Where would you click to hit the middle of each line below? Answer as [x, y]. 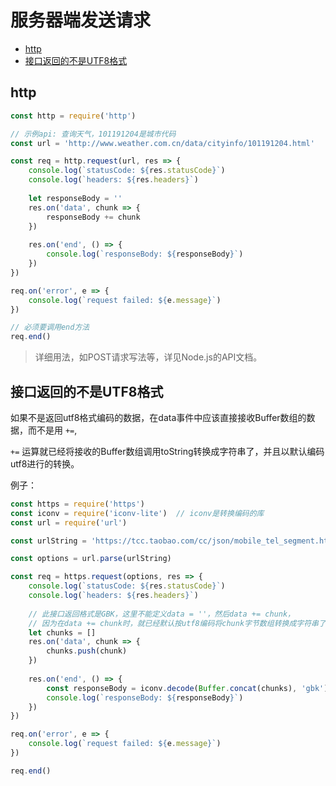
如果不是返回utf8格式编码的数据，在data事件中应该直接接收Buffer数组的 [158, 417]
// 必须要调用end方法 [50, 327]
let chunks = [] [62, 632]
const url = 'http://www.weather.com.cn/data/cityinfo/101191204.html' [162, 143]
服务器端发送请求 [81, 20]
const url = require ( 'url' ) [69, 522]
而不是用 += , [52, 430]
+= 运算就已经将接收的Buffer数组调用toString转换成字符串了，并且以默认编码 [167, 451]
